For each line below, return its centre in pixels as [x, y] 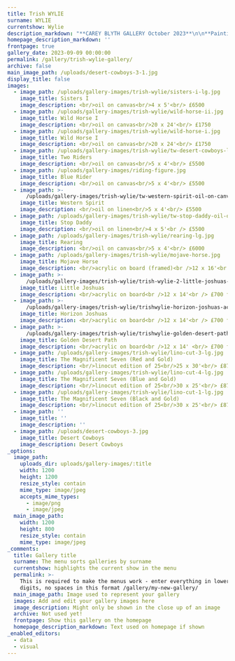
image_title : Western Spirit [62, 203]
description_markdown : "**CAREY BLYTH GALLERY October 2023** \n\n [106, 33]
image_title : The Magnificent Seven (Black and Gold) [100, 399]
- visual [26, 646]
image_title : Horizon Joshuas [64, 314]
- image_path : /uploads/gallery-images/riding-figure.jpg [100, 170]
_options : [22, 451]
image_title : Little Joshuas [62, 288]
